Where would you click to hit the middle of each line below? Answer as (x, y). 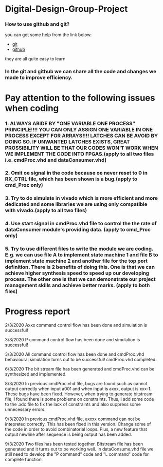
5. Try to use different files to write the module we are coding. (79, 249)
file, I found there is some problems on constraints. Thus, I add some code (80, 399)
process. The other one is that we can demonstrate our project (80, 279)
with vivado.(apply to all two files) (46, 211)
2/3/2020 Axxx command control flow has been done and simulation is (76, 325)
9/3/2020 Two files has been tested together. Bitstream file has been (74, 444)
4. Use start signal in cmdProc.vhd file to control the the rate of (81, 224)
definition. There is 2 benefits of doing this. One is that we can (80, 267)
